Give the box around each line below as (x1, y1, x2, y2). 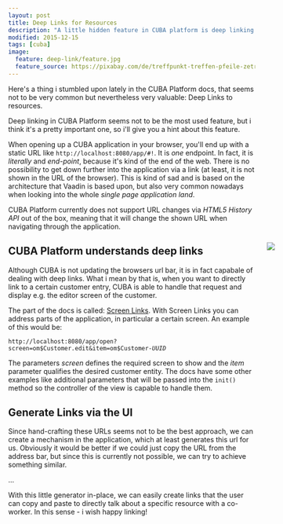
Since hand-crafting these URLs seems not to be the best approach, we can (8, 427, 253, 436)
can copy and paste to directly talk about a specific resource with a (8, 499, 226, 508)
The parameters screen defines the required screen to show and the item (8, 358, 245, 368)
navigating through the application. (8, 222, 122, 231)
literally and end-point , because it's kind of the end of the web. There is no (8, 156, 250, 166)
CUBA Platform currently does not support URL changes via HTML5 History (8, 205, 252, 214)
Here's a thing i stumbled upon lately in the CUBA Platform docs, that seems (8, 84, 255, 93)
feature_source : (15, 63, 68, 71)
